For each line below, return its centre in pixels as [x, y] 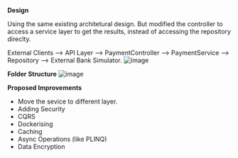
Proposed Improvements [45, 88]
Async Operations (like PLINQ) [62, 139]
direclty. [19, 39]
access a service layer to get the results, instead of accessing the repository [119, 32]
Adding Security [41, 109]
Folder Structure [32, 74]
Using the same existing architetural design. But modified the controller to [115, 24]
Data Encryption [41, 147]
